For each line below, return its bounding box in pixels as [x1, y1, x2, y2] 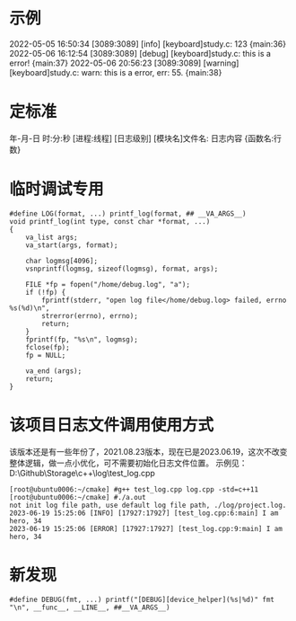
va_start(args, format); [25, 240, 118, 250]
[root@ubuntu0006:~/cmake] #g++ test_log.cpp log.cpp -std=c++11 [9, 484, 258, 494]
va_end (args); [25, 366, 83, 376]
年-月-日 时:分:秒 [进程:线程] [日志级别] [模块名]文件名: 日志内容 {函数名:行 [9, 132, 283, 144]
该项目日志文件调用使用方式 [9, 415, 214, 435]
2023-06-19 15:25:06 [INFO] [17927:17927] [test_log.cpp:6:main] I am [9, 509, 279, 518]
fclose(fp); [25, 342, 70, 351]
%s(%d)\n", [9, 303, 50, 313]
